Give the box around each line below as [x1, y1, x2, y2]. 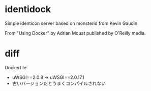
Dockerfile [5, 64, 26, 70]
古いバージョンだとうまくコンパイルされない [12, 80, 106, 86]
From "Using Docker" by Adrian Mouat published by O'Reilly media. [5, 30, 146, 36]
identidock [5, 4, 51, 15]
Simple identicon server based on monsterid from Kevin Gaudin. [5, 20, 139, 26]
